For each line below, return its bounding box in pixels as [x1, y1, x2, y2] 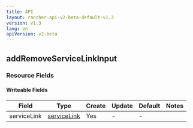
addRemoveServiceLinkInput [6, 53, 117, 64]
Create [86, 102, 106, 110]
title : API [6, 8, 34, 15]
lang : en [6, 25, 28, 32]
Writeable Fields [6, 87, 48, 94]
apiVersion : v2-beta [6, 31, 58, 37]
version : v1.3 [6, 20, 42, 26]
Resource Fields [6, 72, 54, 80]
